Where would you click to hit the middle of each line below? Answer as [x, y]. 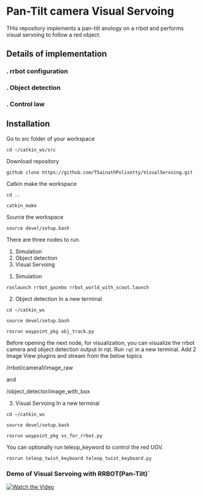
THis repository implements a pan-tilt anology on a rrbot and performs [95, 28]
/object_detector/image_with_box [48, 391]
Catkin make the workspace [42, 183]
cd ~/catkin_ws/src [31, 150]
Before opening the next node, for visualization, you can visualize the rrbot [100, 342]
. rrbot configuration [37, 72]
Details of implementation [57, 54]
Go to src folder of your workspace [50, 138]
